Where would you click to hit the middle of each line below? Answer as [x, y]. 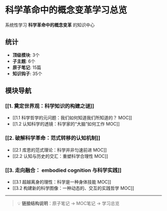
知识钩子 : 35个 [27, 73]
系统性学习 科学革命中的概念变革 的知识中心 [50, 25]
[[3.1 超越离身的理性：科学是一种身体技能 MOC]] [62, 182]
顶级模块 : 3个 [26, 55]
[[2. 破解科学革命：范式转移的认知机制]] [53, 138]
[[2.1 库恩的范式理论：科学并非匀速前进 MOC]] [59, 150]
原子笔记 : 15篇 [27, 67]
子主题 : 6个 [24, 61]
